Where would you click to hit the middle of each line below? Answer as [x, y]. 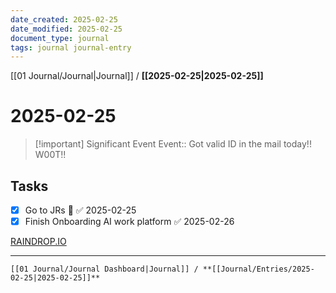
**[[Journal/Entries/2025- [258, 269]
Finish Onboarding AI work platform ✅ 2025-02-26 [129, 222]
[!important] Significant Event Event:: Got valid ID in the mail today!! [173, 144]
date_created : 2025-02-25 [64, 19]
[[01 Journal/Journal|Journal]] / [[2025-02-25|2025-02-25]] [137, 76]
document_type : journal [60, 38]
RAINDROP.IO [38, 242]
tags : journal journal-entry [71, 47]
